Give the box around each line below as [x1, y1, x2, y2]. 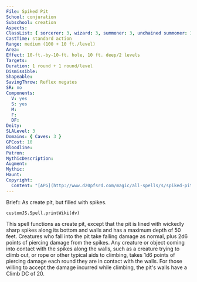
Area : [6, 47, 19, 53]
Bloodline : [6, 145, 33, 150]
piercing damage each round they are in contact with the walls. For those [6, 257, 183, 264]
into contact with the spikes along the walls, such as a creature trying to [6, 245, 180, 252]
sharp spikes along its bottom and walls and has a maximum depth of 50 [6, 226, 181, 233]
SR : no [6, 85, 22, 91]
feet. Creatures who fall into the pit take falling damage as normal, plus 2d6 [6, 232, 188, 240]
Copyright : [6, 177, 33, 183]
